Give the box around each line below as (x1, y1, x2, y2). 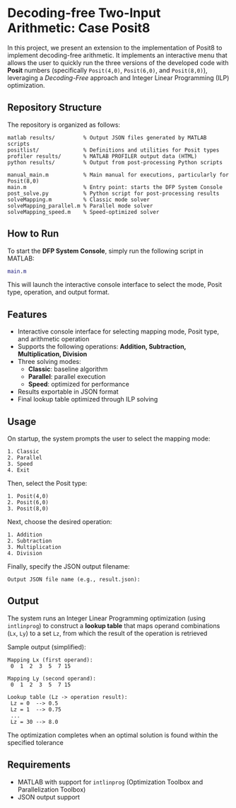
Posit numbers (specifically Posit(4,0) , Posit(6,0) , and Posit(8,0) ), (7, 66, 208, 74)
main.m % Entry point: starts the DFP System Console (7, 183, 223, 190)
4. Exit (7, 467, 30, 474)
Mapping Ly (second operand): (7, 675, 97, 682)
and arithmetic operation (17, 335, 90, 343)
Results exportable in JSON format (17, 387, 119, 396)
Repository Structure (7, 101, 102, 114)
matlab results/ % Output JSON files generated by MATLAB (7, 134, 207, 141)
